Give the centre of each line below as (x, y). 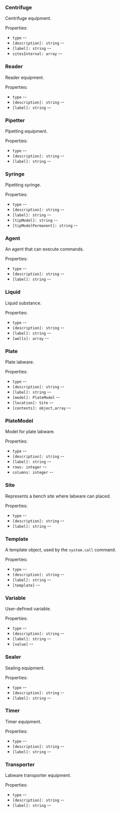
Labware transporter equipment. (38, 776)
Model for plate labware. (30, 432)
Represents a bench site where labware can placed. (58, 496)
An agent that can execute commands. (45, 249)
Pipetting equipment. (27, 131)
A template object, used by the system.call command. (61, 549)
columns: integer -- (33, 472)
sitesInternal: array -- (37, 53)
